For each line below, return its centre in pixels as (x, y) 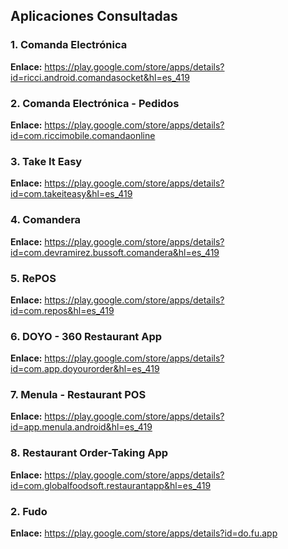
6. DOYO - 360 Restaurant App (86, 336)
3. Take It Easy (46, 161)
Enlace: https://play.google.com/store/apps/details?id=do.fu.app (144, 533)
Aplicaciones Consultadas (94, 16)
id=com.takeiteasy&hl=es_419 (71, 194)
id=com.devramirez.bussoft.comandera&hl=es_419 (115, 252)
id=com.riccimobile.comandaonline (83, 135)
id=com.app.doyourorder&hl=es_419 (85, 369)
